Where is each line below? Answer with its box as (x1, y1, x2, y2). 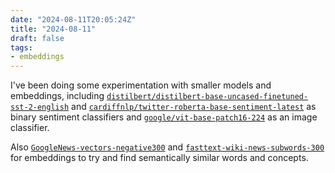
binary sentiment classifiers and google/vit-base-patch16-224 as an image (10, 111, 318, 123)
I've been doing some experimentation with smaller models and (10, 79, 272, 91)
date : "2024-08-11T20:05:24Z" (10, 14, 137, 25)
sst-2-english (10, 102, 70, 113)
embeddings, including (10, 90, 105, 102)
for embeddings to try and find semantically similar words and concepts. (10, 152, 309, 164)
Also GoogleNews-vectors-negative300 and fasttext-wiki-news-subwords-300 (10, 141, 325, 153)
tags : (10, 42, 33, 53)
